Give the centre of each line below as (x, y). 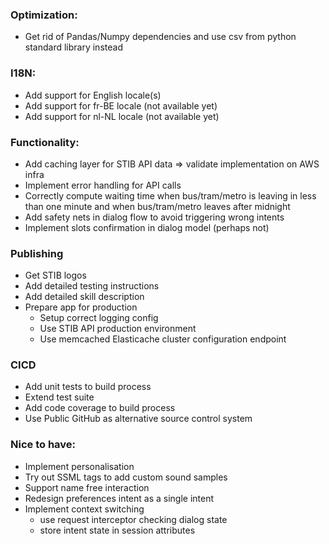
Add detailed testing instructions (92, 286)
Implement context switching (84, 509)
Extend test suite (59, 397)
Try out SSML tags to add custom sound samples (126, 477)
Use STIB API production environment (118, 329)
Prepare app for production (81, 307)
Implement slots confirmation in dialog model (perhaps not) (147, 227)
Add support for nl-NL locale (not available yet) (122, 116)
